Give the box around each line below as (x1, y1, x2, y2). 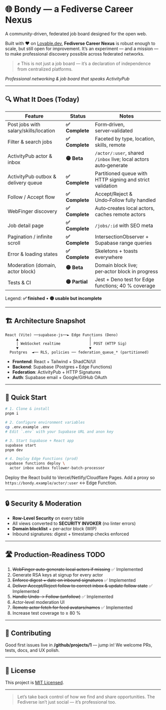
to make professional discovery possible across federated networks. (5, 51, 145, 57)
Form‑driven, (94, 121, 125, 128)
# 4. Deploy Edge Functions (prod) (5, 456, 79, 461)
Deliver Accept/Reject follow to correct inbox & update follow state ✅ (12, 582, 153, 588)
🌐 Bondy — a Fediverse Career (5, 3, 133, 15)
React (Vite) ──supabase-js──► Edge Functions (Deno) (5, 332, 119, 337)
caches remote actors (94, 211, 146, 218)
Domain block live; (94, 261, 138, 268)
